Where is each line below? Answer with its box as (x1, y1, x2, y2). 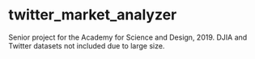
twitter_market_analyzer (8, 6, 177, 24)
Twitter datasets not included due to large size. (8, 40, 165, 50)
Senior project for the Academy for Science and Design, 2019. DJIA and (8, 32, 248, 42)
